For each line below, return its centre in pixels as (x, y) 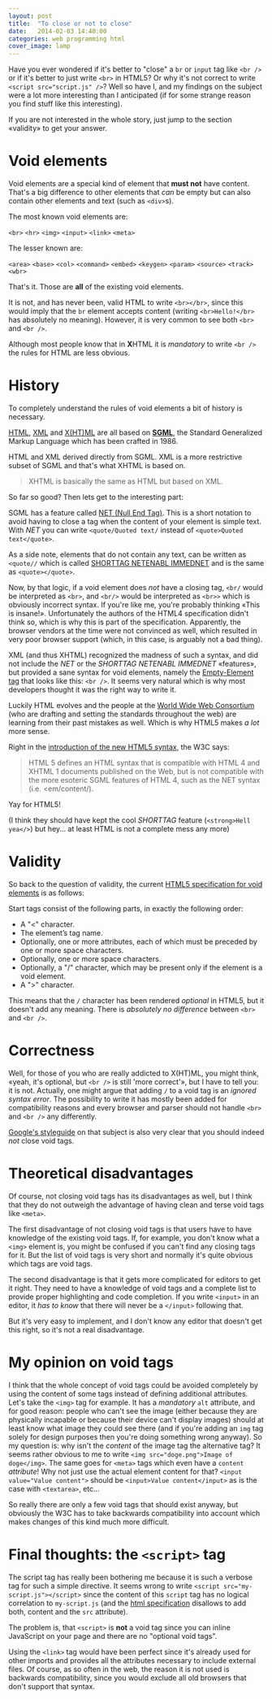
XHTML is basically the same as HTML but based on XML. (125, 481)
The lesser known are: (45, 248)
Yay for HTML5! (35, 804)
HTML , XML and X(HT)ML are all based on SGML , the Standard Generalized (135, 432)
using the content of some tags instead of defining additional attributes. (128, 1393)
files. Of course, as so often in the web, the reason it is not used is (119, 1669)
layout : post (30, 16)
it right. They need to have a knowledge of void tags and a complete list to (132, 1288)
